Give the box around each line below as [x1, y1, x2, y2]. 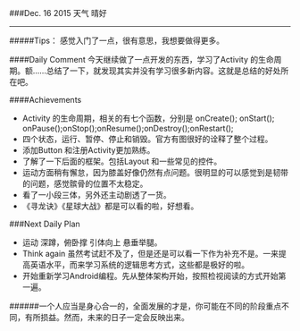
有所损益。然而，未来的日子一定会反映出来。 [24, 312, 189, 322]
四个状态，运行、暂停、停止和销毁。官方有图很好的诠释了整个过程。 [21, 133, 273, 144]
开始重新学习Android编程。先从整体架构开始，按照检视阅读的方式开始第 [21, 271, 287, 281]
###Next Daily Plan [9, 218, 80, 229]
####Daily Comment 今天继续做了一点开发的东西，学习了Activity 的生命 [9, 55, 274, 64]
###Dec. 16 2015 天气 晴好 [9, 8, 107, 18]
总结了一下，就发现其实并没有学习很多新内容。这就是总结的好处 [46, 65, 281, 76]
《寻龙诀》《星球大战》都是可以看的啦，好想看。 [21, 200, 199, 211]
